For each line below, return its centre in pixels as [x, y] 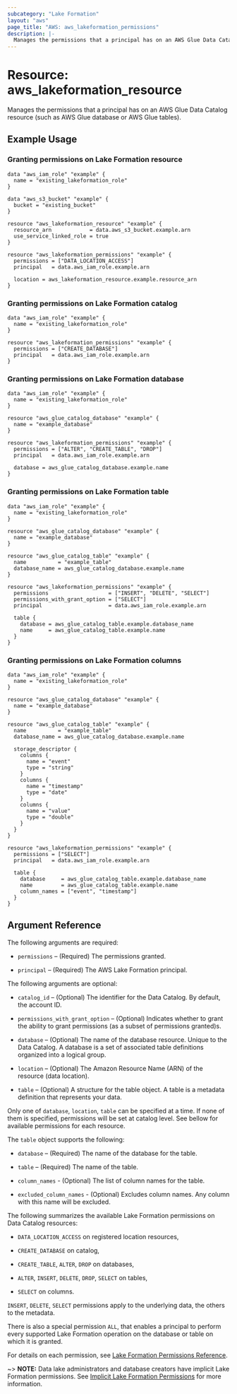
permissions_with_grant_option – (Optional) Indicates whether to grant [120, 1018]
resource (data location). [53, 1076]
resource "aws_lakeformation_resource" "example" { [85, 223]
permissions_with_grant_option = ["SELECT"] [80, 599]
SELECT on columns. [46, 1291]
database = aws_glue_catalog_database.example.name [91, 468]
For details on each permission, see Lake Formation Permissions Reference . [117, 1355]
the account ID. [39, 1004]
